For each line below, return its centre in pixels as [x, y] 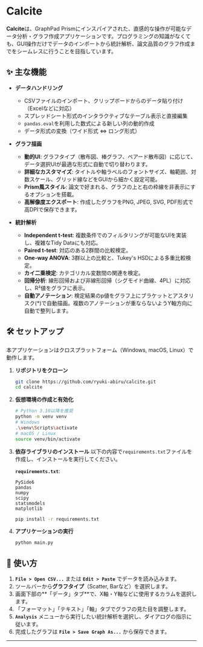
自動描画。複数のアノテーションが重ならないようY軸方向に [119, 303]
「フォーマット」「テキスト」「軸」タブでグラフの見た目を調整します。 [102, 609]
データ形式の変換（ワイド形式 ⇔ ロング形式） [82, 130]
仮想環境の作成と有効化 [44, 399]
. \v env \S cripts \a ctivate [46, 428]
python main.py [34, 543]
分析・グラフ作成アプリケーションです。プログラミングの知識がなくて [104, 36]
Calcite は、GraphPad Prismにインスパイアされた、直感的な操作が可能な [96, 28]
